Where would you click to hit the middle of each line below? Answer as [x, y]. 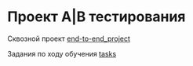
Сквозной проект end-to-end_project [69, 38]
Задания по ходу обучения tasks [62, 53]
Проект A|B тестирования [96, 17]
